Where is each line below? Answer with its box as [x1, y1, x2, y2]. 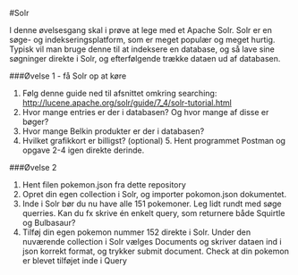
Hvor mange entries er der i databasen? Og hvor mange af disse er [21, 107, 269, 117]
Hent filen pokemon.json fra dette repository [21, 179, 186, 190]
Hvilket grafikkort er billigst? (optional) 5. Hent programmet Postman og [21, 136, 286, 146]
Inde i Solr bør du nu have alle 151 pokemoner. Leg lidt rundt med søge [21, 198, 282, 209]
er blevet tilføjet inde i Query [21, 255, 128, 266]
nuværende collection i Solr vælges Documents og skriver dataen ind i [21, 237, 282, 246]
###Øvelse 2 [9, 162, 57, 172]
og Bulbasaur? [21, 218, 76, 228]
